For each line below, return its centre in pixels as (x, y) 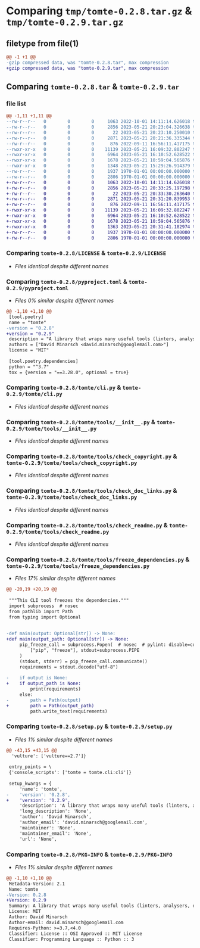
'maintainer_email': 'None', (56, 833)
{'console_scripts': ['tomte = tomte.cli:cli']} (70, 773)
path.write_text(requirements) (69, 711)
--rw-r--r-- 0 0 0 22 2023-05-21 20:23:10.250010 (98, 132)
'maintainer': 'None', (48, 828)
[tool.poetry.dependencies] (43, 361)
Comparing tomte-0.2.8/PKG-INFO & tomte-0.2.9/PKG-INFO (89, 854)
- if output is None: (37, 678)
